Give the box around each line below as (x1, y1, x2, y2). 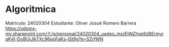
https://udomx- (5, 25, 37, 31)
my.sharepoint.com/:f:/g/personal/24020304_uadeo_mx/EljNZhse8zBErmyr (5, 30, 164, 36)
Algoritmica (5, 3, 56, 15)
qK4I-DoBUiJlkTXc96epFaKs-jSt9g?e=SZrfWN (5, 36, 103, 42)
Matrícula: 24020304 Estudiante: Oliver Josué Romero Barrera (5, 20, 136, 26)
